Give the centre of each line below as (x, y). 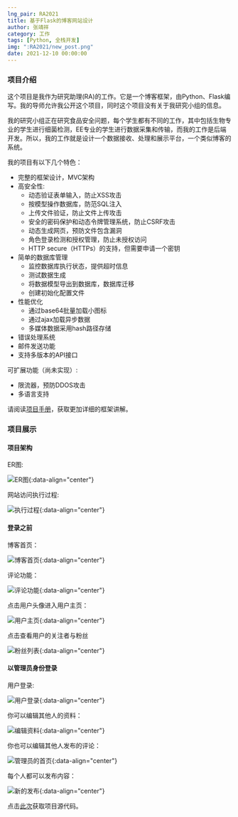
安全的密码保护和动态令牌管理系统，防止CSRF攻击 (102, 222)
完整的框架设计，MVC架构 (56, 178)
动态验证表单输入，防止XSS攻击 (75, 195)
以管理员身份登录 (32, 668)
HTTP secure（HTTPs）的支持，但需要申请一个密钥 (104, 249)
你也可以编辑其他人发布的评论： (54, 745)
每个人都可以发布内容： (42, 776)
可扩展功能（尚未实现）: (43, 370)
